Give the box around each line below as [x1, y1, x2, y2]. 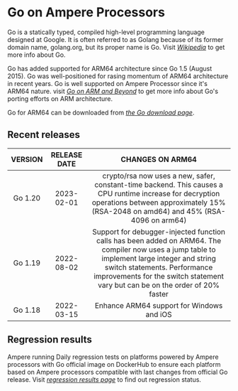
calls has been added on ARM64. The [96, 235, 222, 245]
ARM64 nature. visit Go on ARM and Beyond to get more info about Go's [7, 87, 218, 95]
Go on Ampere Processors [7, 4, 165, 21]
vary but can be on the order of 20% [98, 280, 220, 290]
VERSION [11, 154, 43, 164]
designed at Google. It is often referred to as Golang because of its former [7, 35, 224, 43]
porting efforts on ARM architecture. [7, 94, 113, 103]
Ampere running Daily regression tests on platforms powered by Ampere [7, 353, 219, 361]
